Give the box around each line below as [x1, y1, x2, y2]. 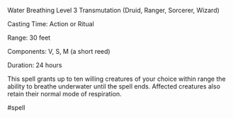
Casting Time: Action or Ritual [7, 20, 94, 28]
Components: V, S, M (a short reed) [7, 47, 111, 55]
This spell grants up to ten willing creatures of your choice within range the [7, 74, 226, 83]
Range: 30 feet [7, 33, 51, 42]
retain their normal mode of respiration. [7, 90, 122, 98]
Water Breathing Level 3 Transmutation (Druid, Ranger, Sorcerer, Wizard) [7, 6, 220, 14]
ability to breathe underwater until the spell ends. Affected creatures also [7, 82, 221, 91]
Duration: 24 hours [7, 61, 62, 69]
